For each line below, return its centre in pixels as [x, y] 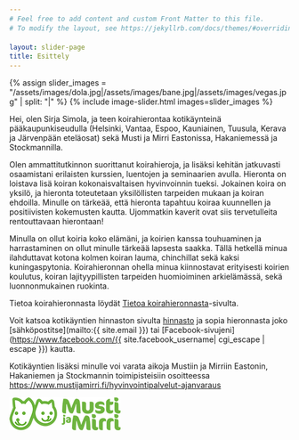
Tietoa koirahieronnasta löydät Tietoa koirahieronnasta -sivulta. [124, 304]
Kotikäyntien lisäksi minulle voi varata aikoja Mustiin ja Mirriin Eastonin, [139, 366]
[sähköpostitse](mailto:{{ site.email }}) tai [85, 330]
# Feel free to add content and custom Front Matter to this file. [137, 19]
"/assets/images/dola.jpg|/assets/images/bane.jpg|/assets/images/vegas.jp [148, 93]
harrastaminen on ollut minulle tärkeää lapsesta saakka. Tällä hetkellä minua [148, 249]
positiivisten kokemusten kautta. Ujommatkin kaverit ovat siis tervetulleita [143, 212]
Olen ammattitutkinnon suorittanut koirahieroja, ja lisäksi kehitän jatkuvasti [145, 165]
